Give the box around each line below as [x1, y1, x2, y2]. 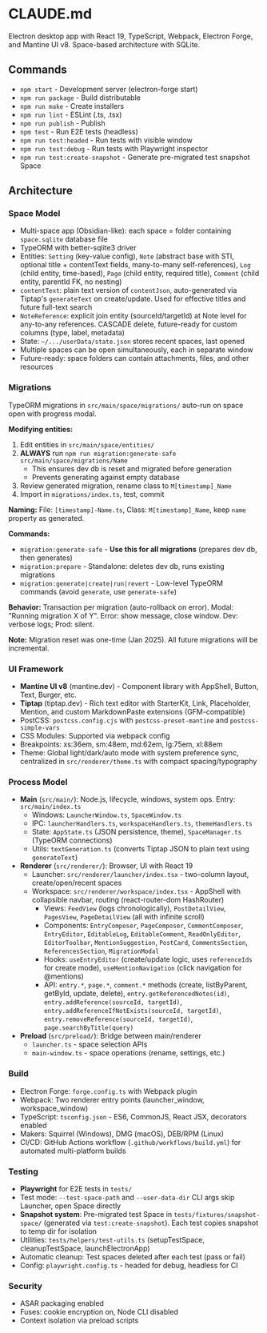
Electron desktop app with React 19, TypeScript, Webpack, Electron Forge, [8, 31, 253, 41]
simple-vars [19, 724, 60, 732]
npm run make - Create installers [19, 101, 125, 110]
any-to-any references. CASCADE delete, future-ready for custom [19, 319, 237, 329]
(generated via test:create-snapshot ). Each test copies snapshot [43, 1218, 258, 1227]
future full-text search [19, 302, 93, 312]
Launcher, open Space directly [19, 1201, 122, 1211]
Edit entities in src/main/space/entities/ [19, 439, 154, 449]
